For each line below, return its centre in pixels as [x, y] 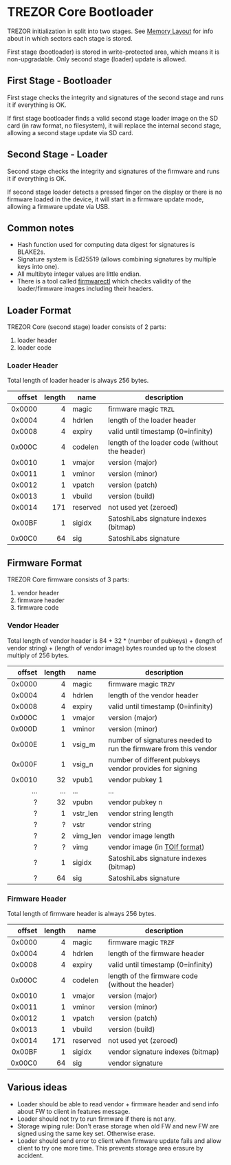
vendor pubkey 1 [135, 779]
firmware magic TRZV [141, 684]
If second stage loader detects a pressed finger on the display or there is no [115, 192]
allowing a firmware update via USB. [58, 206]
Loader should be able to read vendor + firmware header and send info [118, 1104]
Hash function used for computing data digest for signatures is [106, 245]
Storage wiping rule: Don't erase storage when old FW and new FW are [118, 1126]
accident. [30, 1155]
